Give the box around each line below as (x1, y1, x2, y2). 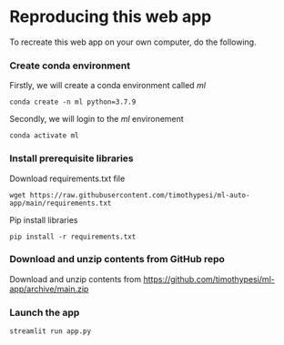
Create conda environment (9, 59, 130, 72)
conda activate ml (9, 131, 79, 140)
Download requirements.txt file (9, 173, 126, 184)
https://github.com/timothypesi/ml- (143, 273, 275, 284)
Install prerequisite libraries (9, 152, 134, 165)
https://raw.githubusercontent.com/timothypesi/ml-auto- (29, 190, 250, 199)
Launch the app (9, 306, 80, 319)
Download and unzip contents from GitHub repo (9, 253, 226, 266)
